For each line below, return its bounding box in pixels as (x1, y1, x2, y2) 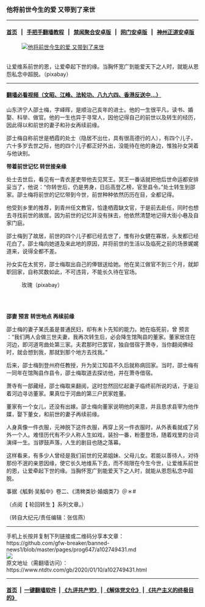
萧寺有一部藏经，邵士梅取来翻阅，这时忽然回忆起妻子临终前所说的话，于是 (6, 382, 193, 389)
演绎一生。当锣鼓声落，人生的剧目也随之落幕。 (6, 439, 124, 446)
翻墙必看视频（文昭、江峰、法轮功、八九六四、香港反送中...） (6, 91, 162, 99)
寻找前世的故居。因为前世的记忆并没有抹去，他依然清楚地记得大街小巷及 (11, 211, 193, 218)
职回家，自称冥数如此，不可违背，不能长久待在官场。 (6, 268, 140, 275)
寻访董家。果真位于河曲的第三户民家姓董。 (22, 390, 129, 397)
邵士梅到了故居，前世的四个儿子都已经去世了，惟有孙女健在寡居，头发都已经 (6, 232, 199, 239)
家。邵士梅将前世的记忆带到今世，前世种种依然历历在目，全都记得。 (6, 191, 178, 198)
